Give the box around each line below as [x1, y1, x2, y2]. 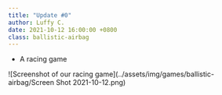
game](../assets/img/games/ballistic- [95, 69, 214, 79]
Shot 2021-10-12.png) [56, 78, 126, 87]
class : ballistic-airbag [8, 33, 89, 41]
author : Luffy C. [8, 19, 65, 26]
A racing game [19, 55, 67, 64]
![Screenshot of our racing [8, 69, 94, 79]
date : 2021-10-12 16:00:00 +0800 [8, 26, 118, 33]
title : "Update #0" [8, 11, 72, 19]
